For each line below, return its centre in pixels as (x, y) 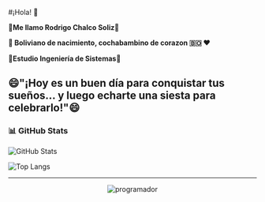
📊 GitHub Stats (38, 131)
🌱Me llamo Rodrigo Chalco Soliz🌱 (64, 27)
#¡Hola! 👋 (23, 12)
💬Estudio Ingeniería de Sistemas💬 (65, 58)
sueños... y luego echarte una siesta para (112, 96)
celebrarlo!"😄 (44, 108)
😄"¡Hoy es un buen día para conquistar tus (116, 83)
